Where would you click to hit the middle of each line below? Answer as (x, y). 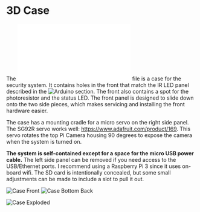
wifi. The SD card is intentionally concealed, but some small (96, 172)
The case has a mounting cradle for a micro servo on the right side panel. (98, 122)
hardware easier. (27, 111)
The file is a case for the (94, 79)
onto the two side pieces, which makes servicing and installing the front (96, 104)
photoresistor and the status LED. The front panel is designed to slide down (100, 98)
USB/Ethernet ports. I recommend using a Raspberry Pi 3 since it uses (94, 166)
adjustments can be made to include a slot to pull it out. (75, 179)
